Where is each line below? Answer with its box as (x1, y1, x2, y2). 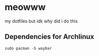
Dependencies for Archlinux (4, 32, 94, 41)
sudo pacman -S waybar (4, 45, 52, 51)
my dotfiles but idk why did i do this (4, 18, 78, 24)
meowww (4, 1, 46, 13)
